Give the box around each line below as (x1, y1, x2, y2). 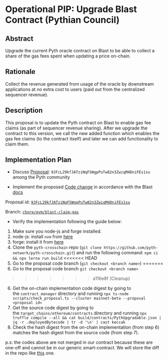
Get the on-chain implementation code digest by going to (12, 285, 132, 292)
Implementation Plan (5, 156, 72, 164)
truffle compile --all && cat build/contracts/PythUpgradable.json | (12, 316, 162, 321)
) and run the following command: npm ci (73, 250, 158, 256)
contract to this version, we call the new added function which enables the (5, 130, 160, 136)
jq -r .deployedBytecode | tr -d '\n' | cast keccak (12, 320, 126, 325)
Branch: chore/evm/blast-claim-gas (5, 209, 79, 215)
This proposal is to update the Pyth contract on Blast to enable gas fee (5, 119, 151, 125)
